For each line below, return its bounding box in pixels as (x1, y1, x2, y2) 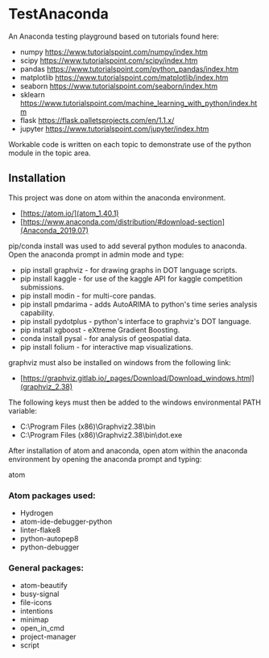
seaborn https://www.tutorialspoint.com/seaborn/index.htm (19, 81, 218, 91)
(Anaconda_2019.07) (19, 225, 89, 235)
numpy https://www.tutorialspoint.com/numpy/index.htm (19, 47, 208, 56)
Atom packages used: (8, 490, 97, 501)
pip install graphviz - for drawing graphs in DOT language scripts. (19, 265, 238, 274)
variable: (8, 405, 38, 415)
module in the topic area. (8, 148, 91, 158)
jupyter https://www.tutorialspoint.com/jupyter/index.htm (19, 124, 209, 134)
